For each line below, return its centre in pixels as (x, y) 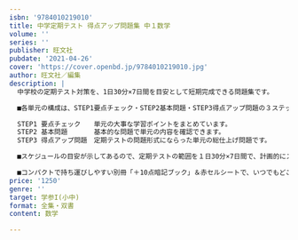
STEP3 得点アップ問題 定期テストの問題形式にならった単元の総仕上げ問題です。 (145, 140)
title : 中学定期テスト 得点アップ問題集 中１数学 (90, 26)
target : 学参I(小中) (44, 197)
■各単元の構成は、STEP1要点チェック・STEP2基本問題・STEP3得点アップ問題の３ (145, 108)
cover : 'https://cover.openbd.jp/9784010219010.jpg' (109, 68)
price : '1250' (35, 180)
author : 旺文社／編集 (45, 76)
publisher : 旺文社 (41, 51)
